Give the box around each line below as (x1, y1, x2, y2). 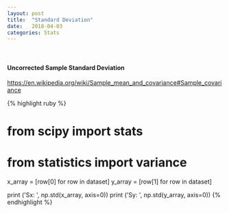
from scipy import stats (7, 123, 143, 139)
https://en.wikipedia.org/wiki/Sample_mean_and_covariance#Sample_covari (7, 79, 222, 87)
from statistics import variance (7, 155, 187, 170)
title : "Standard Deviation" (7, 16, 94, 23)
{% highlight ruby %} (7, 99, 67, 108)
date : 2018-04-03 (7, 23, 63, 29)
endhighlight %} (7, 198, 53, 206)
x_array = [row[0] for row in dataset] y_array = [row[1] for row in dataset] (7, 177, 213, 186)
